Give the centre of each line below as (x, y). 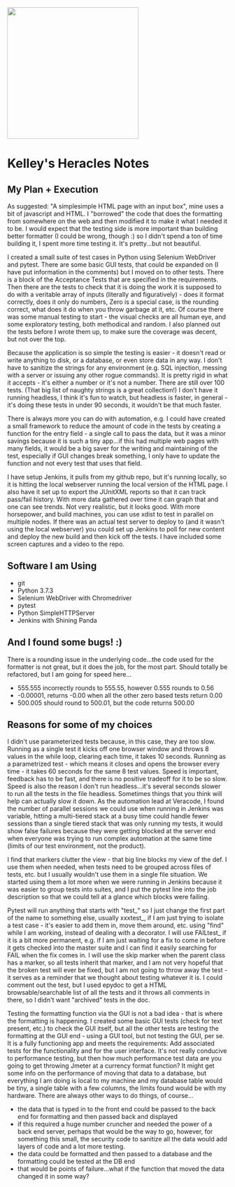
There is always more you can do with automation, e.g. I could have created (116, 418)
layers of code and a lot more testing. (71, 1146)
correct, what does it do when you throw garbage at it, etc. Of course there (115, 309)
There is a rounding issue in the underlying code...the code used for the (111, 659)
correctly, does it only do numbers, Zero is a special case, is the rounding (113, 302)
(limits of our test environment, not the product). (77, 846)
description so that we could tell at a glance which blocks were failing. (108, 897)
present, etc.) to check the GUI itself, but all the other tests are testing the (113, 1028)
